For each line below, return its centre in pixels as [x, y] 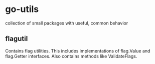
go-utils [22, 9]
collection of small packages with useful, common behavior [67, 23]
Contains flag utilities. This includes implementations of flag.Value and [78, 50]
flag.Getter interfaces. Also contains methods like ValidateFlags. [71, 56]
